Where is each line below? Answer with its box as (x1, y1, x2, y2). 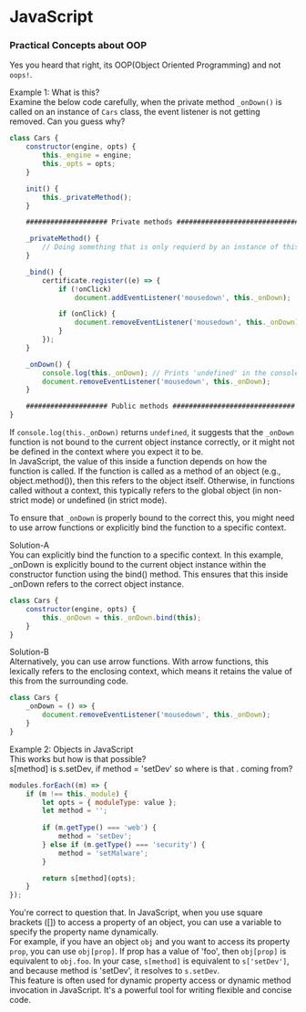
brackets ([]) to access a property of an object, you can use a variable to (9, 917, 282, 928)
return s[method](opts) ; (42, 873, 137, 882)
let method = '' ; (42, 806, 107, 816)
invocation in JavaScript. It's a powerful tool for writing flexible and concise (9, 985, 292, 996)
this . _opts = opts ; (42, 160, 117, 169)
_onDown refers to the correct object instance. (9, 579, 185, 589)
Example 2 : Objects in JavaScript (9, 744, 134, 755)
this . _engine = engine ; (42, 151, 132, 161)
